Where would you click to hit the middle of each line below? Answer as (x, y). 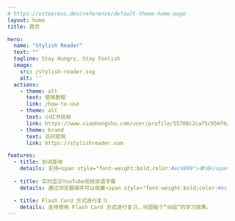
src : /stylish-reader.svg (58, 71)
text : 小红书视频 (48, 117)
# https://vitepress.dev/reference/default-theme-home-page (97, 14)
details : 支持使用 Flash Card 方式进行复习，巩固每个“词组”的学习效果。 (116, 207)
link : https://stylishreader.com (74, 143)
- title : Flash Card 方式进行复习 (60, 200)
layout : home (26, 20)
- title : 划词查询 (38, 162)
